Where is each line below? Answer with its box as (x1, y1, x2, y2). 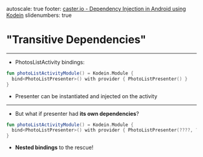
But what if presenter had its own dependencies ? (14, 110, 140, 117)
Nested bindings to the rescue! (14, 144, 94, 151)
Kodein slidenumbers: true (6, 12, 72, 19)
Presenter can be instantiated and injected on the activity (14, 92, 158, 99)
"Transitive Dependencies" (6, 33, 147, 47)
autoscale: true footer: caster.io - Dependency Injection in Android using (6, 5, 186, 12)
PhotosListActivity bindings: (14, 58, 85, 65)
